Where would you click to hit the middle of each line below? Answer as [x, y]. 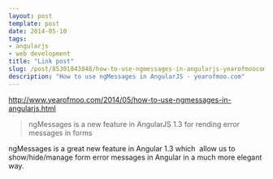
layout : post [30, 16]
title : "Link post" [41, 62]
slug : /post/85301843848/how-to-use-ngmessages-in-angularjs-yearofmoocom [138, 69]
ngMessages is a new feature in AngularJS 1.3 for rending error [134, 124]
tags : [17, 39]
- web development [39, 54]
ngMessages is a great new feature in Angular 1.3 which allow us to [122, 148]
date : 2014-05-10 [38, 31]
